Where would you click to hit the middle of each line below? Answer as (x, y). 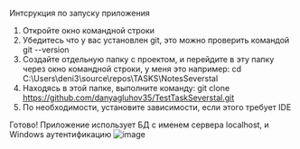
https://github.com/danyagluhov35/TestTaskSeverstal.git (128, 98)
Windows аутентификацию (61, 134)
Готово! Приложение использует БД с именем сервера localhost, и (139, 125)
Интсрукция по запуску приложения (80, 13)
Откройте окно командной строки (89, 30)
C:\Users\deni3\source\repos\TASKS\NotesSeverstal (120, 79)
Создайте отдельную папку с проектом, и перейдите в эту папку (148, 59)
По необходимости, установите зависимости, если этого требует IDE (157, 107)
